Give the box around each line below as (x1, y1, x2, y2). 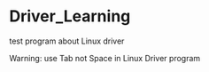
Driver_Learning (9, 6, 131, 27)
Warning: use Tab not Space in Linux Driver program (9, 52, 201, 63)
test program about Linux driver (9, 36, 125, 46)
